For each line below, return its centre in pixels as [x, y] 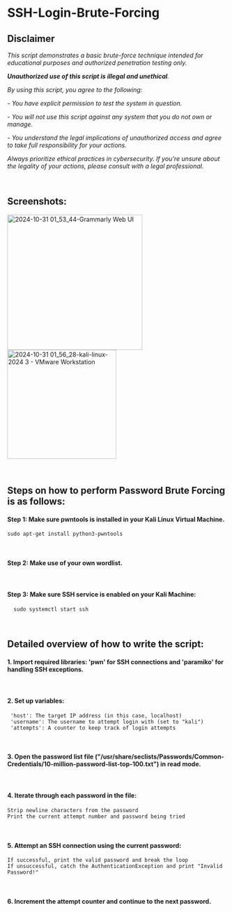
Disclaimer [31, 39]
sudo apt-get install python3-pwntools [65, 534]
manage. [20, 124]
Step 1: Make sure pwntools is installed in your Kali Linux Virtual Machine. [116, 519]
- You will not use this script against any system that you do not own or [110, 117]
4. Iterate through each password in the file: [72, 795]
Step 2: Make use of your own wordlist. [65, 563]
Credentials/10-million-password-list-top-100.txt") [83, 764]
